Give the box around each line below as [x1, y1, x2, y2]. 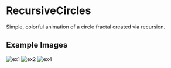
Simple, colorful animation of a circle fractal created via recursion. [6, 23, 166, 30]
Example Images [6, 40, 68, 50]
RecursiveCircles [6, 4, 91, 17]
